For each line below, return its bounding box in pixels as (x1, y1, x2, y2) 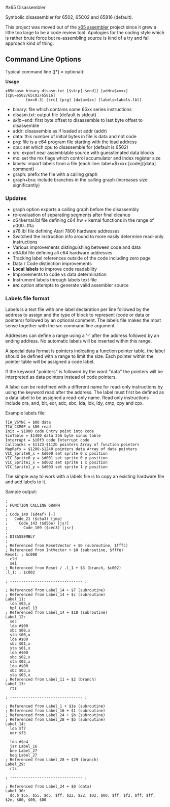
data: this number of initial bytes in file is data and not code (12, 133, 137, 139)
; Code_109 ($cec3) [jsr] (5, 525, 74, 531)
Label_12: (5, 614, 26, 620)
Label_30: (5, 789, 26, 794)
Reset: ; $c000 (5, 552, 38, 557)
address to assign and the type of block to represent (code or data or (5, 312, 150, 318)
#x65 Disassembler (5, 5, 46, 10)
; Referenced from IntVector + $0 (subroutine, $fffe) (5, 548, 124, 553)
